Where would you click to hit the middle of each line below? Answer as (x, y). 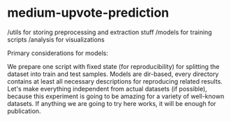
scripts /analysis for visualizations (56, 39)
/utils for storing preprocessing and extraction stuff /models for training (110, 32)
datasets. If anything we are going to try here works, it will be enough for (112, 103)
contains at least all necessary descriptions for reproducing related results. (115, 81)
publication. (24, 111)
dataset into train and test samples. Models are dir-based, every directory (113, 74)
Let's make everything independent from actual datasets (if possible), (107, 89)
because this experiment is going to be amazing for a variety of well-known (116, 96)
